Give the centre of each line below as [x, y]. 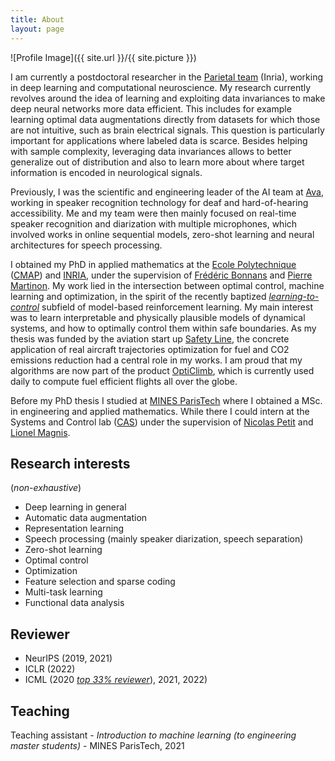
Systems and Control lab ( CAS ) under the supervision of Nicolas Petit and [162, 422]
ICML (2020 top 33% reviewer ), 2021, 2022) [116, 680]
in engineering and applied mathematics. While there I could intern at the [160, 411]
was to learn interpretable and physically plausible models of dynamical [158, 317]
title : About [37, 19]
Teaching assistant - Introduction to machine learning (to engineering [153, 735]
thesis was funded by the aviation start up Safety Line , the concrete [150, 338]
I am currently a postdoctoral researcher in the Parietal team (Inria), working [167, 77]
